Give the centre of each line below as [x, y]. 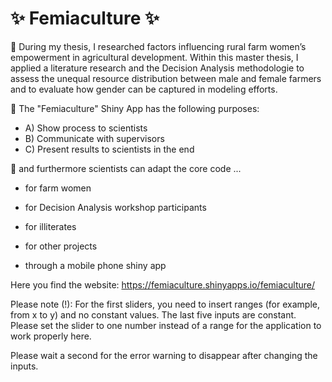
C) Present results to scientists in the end [109, 149]
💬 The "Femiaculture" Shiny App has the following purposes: [135, 108]
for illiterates [50, 226]
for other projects [61, 246]
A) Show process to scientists [86, 128]
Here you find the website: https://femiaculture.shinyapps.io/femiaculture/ [163, 284]
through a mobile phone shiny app [95, 265]
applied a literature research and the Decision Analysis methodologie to [157, 68]
